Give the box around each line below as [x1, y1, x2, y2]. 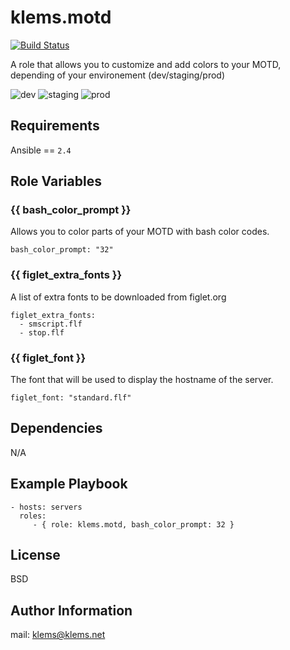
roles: [19, 511, 47, 521]
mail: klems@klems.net [10, 629, 106, 641]
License [10, 547, 61, 564]
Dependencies [10, 420, 103, 437]
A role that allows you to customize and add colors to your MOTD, [10, 58, 282, 70]
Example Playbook [10, 476, 128, 493]
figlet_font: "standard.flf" [10, 393, 132, 403]
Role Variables [10, 173, 102, 190]
